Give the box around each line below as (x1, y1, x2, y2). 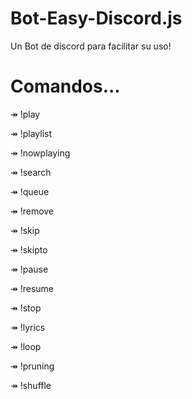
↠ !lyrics (10, 321, 46, 333)
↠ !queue (10, 185, 50, 197)
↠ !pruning (10, 360, 55, 372)
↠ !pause (10, 263, 49, 275)
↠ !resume (10, 282, 54, 294)
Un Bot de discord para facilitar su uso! (10, 40, 172, 52)
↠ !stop (10, 302, 42, 314)
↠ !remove (10, 205, 55, 217)
